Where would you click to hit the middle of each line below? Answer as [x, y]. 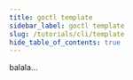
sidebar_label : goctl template [67, 26]
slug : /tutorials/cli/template [67, 34]
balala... [23, 68]
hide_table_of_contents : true [65, 42]
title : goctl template [51, 17]
